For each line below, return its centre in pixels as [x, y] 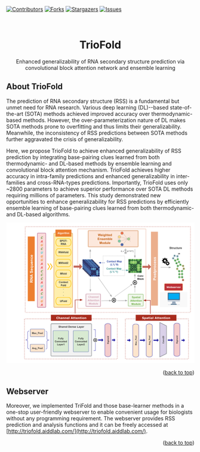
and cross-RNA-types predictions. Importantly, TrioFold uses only [107, 182]
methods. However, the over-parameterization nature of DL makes [104, 120]
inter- [183, 176]
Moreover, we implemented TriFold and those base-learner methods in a [95, 406]
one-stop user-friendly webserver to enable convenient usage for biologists [99, 412]
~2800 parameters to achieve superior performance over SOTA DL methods [100, 189]
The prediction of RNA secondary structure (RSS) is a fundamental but [93, 101]
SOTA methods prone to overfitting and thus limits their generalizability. [94, 126]
